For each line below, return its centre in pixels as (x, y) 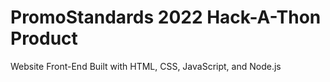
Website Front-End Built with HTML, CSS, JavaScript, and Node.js (146, 66)
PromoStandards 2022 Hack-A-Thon (166, 17)
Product (44, 38)
